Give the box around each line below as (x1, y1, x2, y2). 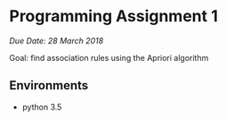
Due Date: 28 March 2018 (9, 35, 104, 46)
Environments (9, 78, 89, 94)
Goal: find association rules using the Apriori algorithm (9, 52, 209, 63)
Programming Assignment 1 (9, 6, 218, 26)
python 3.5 (21, 102, 62, 112)
